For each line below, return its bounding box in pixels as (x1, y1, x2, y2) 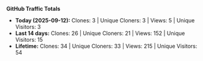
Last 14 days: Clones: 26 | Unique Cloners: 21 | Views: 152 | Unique (15, 30, 185, 37)
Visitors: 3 (15, 24, 41, 30)
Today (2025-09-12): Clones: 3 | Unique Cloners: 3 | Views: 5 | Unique (15, 17, 195, 24)
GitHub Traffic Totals (6, 5, 61, 12)
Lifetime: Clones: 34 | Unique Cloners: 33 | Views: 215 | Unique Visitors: (15, 42, 197, 50)
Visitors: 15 (15, 36, 43, 43)
